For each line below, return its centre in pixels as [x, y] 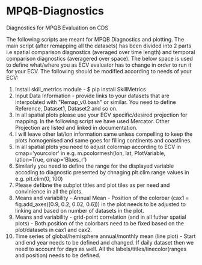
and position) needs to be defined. [58, 255]
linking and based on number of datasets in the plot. [79, 210]
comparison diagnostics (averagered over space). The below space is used [100, 58]
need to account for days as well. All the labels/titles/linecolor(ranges [101, 249]
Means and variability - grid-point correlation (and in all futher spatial [100, 217]
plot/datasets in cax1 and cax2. [53, 230]
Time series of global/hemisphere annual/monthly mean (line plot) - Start [105, 236]
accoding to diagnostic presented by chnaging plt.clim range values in [102, 172]
